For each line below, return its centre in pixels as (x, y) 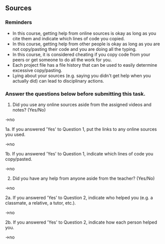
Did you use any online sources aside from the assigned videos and (82, 105)
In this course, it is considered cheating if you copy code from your (81, 54)
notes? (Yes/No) (29, 110)
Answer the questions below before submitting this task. (75, 94)
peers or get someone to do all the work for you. (62, 60)
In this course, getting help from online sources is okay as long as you (84, 33)
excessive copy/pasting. (37, 70)
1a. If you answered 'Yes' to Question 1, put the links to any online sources (81, 129)
